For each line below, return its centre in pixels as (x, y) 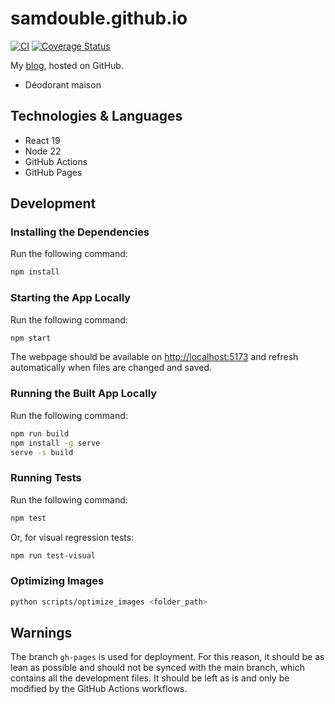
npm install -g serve (55, 443)
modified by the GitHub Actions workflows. (99, 689)
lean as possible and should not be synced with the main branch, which (158, 668)
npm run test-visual (53, 555)
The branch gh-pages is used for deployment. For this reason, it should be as (167, 657)
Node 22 (43, 151)
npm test (28, 518)
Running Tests (46, 478)
